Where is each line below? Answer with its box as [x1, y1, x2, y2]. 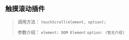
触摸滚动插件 [5, 4, 45, 13]
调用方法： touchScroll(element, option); [17, 19, 106, 25]
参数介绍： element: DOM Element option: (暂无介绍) [17, 29, 125, 35]
